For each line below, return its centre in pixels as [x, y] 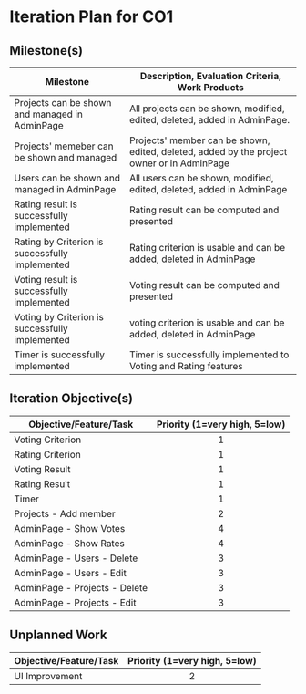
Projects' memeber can [64, 146]
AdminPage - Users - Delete [76, 558]
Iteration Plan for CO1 [92, 17]
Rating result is [46, 204]
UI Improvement [48, 676]
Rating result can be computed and [204, 210]
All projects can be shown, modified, [207, 109]
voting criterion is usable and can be [207, 323]
